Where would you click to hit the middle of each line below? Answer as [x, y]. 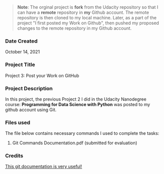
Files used [18, 122]
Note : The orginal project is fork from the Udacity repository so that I [88, 7]
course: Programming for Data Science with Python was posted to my [78, 104]
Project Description [29, 88]
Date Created [22, 41]
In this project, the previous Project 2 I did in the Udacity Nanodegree [76, 99]
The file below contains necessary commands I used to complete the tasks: [82, 133]
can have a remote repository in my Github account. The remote [83, 12]
